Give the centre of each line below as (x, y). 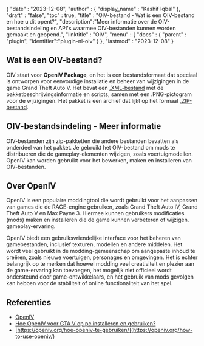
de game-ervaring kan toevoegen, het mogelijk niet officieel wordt (89, 271)
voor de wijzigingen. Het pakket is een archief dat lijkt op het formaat (93, 100)
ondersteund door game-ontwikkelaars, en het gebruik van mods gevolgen (100, 277)
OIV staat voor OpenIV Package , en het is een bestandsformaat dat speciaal (102, 75)
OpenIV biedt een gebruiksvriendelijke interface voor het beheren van (93, 238)
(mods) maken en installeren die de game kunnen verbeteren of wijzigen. (98, 220)
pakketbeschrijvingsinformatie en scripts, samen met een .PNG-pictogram (99, 94)
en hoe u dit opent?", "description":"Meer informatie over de (82, 22)
